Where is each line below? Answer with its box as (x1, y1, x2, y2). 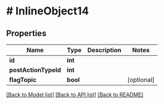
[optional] (127, 76, 155, 84)
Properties (6, 28, 47, 38)
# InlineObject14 (6, 4, 89, 18)
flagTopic (9, 76, 37, 84)
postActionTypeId (9, 66, 62, 74)
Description (87, 46, 122, 54)
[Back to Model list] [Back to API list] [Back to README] (6, 91, 144, 98)
